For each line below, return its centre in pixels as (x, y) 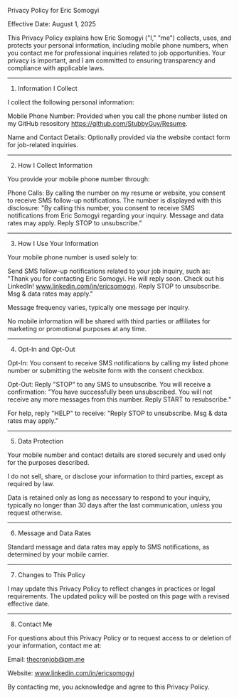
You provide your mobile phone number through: (79, 179)
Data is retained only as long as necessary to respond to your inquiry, (109, 498)
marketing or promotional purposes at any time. (77, 329)
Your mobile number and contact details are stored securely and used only (117, 455)
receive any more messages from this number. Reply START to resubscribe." (119, 399)
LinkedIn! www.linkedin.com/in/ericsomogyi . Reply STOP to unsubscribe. (114, 286)
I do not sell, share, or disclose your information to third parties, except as (116, 476)
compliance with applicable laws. (56, 68)
